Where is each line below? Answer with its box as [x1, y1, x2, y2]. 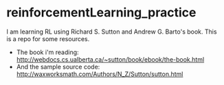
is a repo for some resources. [6, 34, 90, 42]
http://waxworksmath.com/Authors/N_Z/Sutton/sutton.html [16, 70, 183, 78]
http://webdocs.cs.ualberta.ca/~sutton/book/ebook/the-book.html [16, 55, 205, 63]
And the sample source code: [16, 62, 100, 71]
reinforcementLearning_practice [6, 5, 197, 21]
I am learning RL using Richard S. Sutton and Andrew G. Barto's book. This [6, 27, 217, 36]
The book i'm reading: [16, 48, 80, 56]
